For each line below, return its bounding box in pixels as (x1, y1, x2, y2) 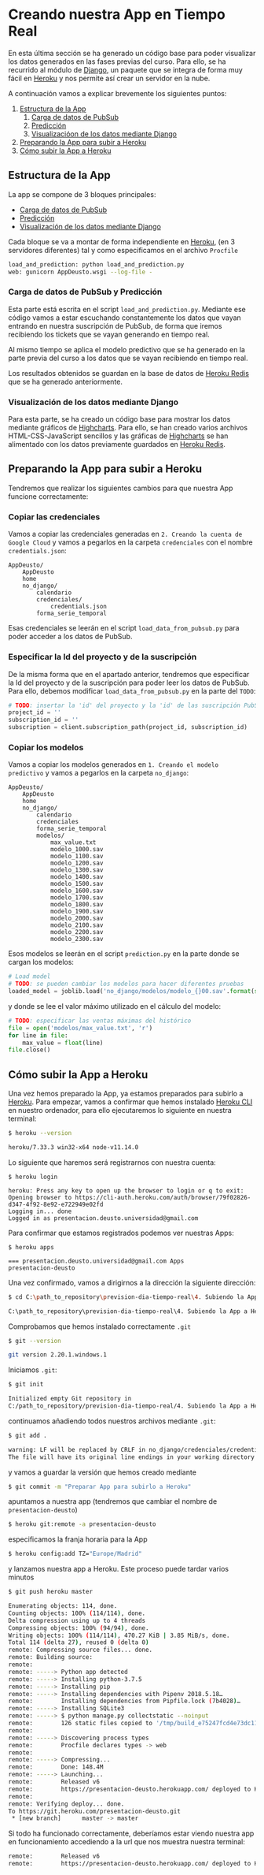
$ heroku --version (8, 1129, 72, 1137)
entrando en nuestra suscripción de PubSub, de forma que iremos (8, 321, 222, 330)
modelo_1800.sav (49, 901, 104, 909)
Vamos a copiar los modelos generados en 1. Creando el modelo (8, 760, 218, 769)
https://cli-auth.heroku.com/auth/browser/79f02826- (75, 1193, 251, 1201)
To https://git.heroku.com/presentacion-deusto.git (8, 1807, 181, 1815)
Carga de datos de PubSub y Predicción (8, 286, 163, 297)
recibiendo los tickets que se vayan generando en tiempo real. (8, 329, 210, 339)
